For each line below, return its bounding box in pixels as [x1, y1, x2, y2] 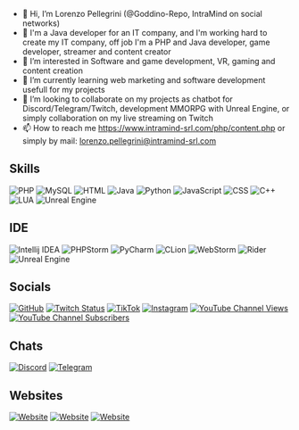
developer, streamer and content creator [21, 46, 171, 57]
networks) [21, 18, 61, 29]
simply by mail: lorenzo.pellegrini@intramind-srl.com [21, 136, 217, 146]
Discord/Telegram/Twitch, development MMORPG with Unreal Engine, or [21, 103, 290, 113]
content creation [21, 65, 83, 76]
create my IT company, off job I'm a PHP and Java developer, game [21, 37, 270, 47]
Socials [9, 279, 52, 294]
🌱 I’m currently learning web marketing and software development [21, 75, 266, 85]
